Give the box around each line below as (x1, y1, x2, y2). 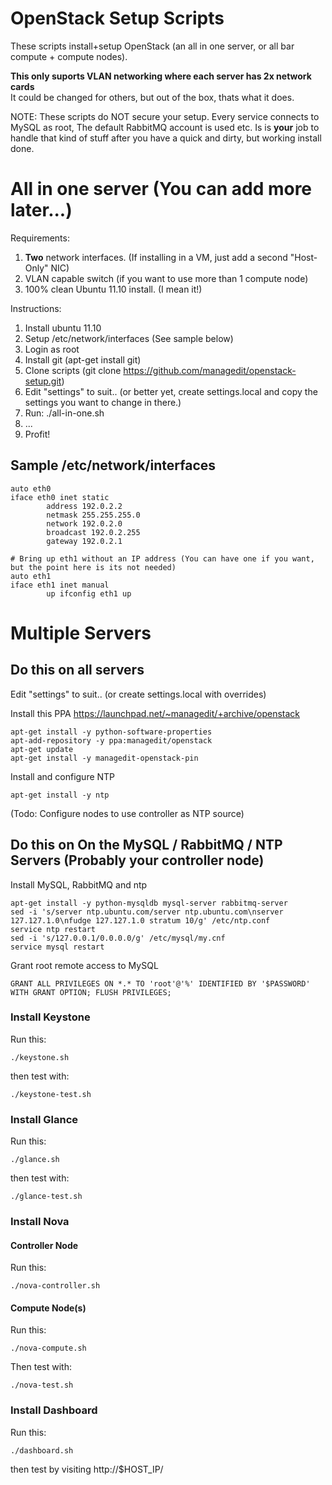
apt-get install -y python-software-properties (10, 727, 213, 737)
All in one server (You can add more (10, 178, 313, 201)
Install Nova (10, 1215, 70, 1229)
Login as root (24, 343, 80, 355)
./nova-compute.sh (10, 1343, 87, 1354)
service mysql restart (10, 942, 105, 952)
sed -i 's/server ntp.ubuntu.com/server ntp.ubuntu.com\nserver (10, 907, 284, 917)
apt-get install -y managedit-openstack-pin (10, 753, 199, 763)
